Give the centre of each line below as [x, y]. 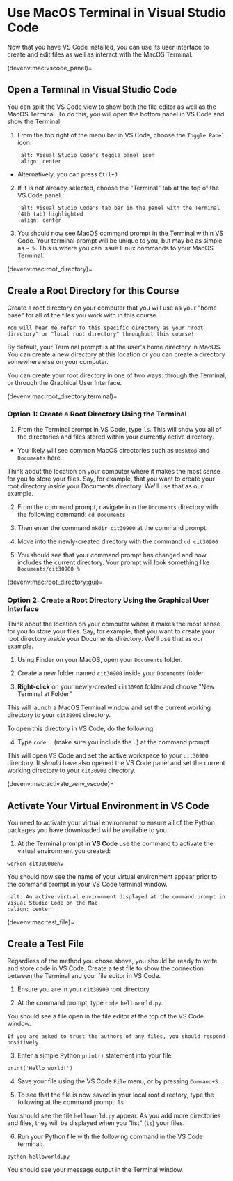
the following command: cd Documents [71, 514]
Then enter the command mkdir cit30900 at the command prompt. [112, 527]
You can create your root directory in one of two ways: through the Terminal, [117, 375]
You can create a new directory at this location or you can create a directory [116, 354]
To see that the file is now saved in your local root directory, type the [115, 1095]
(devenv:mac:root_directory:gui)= [55, 582]
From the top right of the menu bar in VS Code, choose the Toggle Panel [121, 135]
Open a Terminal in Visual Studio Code [92, 90]
